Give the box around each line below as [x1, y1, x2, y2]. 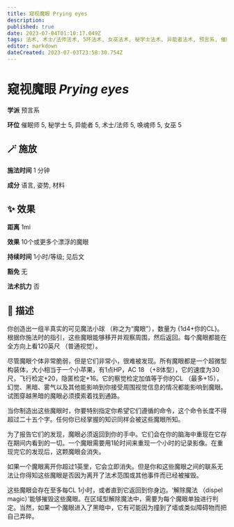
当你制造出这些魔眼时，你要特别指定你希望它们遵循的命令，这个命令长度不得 [7, 406, 227, 415]
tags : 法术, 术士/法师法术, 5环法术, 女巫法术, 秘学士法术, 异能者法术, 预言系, [7, 36, 218, 43]
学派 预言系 [7, 105, 40, 114]
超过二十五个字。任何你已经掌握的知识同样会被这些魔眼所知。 [7, 415, 185, 424]
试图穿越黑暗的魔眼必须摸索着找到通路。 [7, 392, 123, 400]
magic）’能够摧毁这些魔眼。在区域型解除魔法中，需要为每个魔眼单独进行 [7, 495, 212, 503]
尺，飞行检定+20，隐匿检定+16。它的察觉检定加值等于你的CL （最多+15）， [7, 374, 223, 383]
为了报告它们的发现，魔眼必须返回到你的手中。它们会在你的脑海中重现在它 [7, 430, 221, 438]
